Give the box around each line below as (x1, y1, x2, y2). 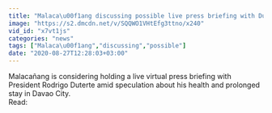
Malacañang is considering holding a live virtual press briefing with (8, 72, 232, 81)
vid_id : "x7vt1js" (8, 27, 70, 35)
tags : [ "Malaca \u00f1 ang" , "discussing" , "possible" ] (8, 42, 186, 50)
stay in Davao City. (8, 89, 71, 98)
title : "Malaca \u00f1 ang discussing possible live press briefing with (8, 11, 255, 20)
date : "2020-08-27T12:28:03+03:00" (8, 49, 129, 57)
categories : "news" (8, 34, 74, 43)
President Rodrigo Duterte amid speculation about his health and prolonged (8, 80, 261, 90)
